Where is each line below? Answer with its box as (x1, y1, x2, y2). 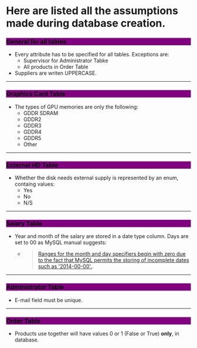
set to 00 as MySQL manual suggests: (14, 239, 107, 246)
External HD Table (6, 160, 59, 169)
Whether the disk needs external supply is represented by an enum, (14, 175, 179, 182)
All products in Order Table (23, 63, 89, 71)
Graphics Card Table (6, 90, 66, 98)
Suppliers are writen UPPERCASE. (14, 69, 97, 77)
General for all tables (6, 38, 67, 46)
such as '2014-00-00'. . (38, 263, 94, 270)
